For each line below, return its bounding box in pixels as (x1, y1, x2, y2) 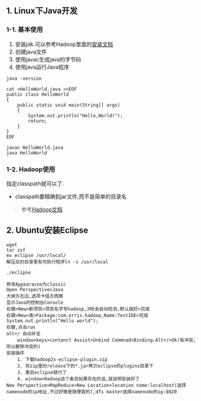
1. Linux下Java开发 (6, 5, 77, 16)
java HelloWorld (6, 149, 47, 156)
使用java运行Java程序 (15, 63, 70, 70)
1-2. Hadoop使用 (6, 165, 56, 173)
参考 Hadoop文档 (21, 205, 62, 213)
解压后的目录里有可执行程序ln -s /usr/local (6, 259, 109, 265)
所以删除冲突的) (6, 343, 41, 349)
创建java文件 (15, 48, 47, 55)
